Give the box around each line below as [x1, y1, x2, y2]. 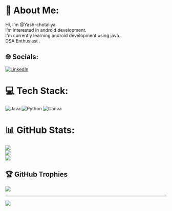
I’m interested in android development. [5, 27, 87, 33]
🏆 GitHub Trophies [5, 170, 68, 179]
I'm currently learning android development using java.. [5, 32, 122, 38]
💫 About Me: [5, 5, 59, 16]
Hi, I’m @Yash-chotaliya [5, 21, 56, 28]
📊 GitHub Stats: [5, 124, 75, 136]
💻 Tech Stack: [5, 85, 69, 97]
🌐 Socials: [5, 53, 39, 61]
